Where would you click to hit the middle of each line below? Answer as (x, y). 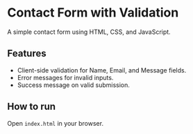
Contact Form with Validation (93, 13)
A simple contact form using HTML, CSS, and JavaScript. (89, 32)
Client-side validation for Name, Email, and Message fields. (102, 70)
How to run (32, 107)
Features (27, 54)
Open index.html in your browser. (56, 123)
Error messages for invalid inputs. (65, 77)
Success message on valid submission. (74, 85)
